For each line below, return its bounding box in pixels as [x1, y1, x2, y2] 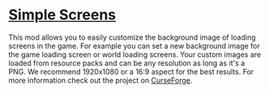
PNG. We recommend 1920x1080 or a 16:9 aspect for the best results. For [8, 66, 254, 76]
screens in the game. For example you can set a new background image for [8, 40, 261, 50]
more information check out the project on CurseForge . [8, 75, 193, 85]
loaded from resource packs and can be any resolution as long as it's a [8, 58, 246, 68]
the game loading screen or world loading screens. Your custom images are [8, 49, 262, 59]
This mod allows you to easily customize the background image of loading [8, 32, 257, 42]
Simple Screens [8, 6, 117, 24]
